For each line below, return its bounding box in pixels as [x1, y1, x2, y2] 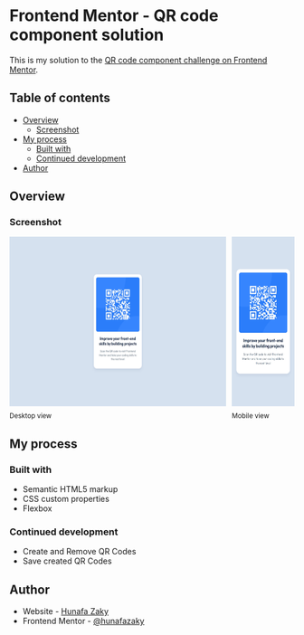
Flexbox [22, 503, 52, 514]
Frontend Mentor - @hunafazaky [22, 616, 145, 627]
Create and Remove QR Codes [22, 546, 137, 557]
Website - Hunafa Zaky [22, 606, 109, 617]
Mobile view [232, 412, 270, 421]
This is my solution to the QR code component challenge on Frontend [9, 54, 268, 65]
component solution [9, 24, 165, 45]
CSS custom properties [22, 493, 110, 504]
